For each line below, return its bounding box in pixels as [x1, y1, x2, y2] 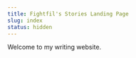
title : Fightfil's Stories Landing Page [7, 10, 130, 18]
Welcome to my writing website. [7, 43, 102, 52]
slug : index [7, 17, 43, 24]
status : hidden [7, 23, 53, 30]
